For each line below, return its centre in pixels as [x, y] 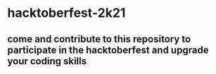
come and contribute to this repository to [99, 39]
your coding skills [47, 61]
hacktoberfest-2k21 [66, 13]
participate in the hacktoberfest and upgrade [108, 50]
